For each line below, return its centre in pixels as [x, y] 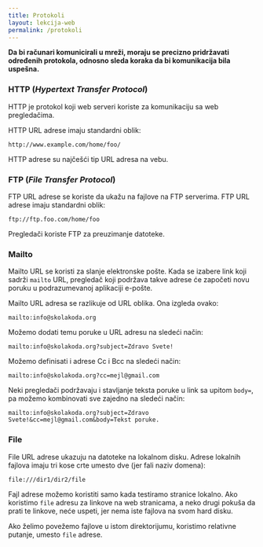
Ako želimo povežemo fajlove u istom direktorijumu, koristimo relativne [122, 526]
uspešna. [24, 69]
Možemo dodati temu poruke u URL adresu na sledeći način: [106, 332]
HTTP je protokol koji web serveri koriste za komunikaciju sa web [113, 106]
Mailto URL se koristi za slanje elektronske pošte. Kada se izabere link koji [128, 271]
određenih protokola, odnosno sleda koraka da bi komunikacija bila [119, 61]
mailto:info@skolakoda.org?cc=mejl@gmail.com [84, 376]
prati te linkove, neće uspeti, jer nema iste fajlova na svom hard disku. [121, 511]
